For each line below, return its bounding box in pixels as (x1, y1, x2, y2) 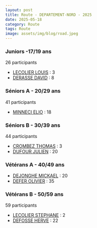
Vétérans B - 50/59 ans (5, 191, 63, 198)
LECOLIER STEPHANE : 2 (12, 212, 66, 218)
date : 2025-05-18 (5, 17, 42, 22)
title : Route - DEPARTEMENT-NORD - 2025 (5, 12, 92, 17)
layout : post (5, 7, 33, 13)
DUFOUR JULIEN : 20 (12, 148, 58, 154)
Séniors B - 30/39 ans (5, 122, 60, 129)
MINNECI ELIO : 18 (12, 109, 52, 115)
